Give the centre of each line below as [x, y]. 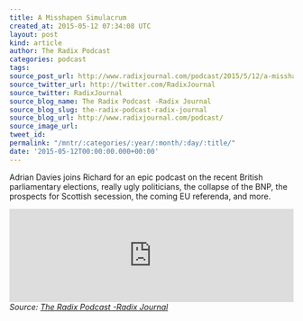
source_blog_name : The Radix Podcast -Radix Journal [110, 101]
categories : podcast [48, 59]
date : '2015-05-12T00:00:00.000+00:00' [84, 151]
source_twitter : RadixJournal [66, 93]
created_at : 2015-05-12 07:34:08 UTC [80, 26]
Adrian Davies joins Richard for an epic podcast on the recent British [136, 177]
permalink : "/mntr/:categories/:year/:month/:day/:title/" [123, 143]
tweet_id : [28, 135]
